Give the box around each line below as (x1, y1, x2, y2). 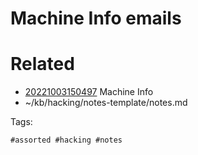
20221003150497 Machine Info (24, 86, 154, 98)
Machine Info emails (10, 7, 182, 30)
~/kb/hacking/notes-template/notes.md (24, 97, 188, 109)
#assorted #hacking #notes (10, 135, 123, 146)
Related (10, 53, 75, 76)
